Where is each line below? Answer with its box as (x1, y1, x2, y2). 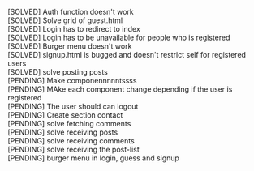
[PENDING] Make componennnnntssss (7, 76, 137, 85)
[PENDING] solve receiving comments (7, 136, 135, 145)
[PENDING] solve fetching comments (7, 119, 131, 128)
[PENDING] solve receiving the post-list (7, 145, 140, 154)
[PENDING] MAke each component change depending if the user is (7, 84, 233, 94)
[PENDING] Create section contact (7, 110, 123, 120)
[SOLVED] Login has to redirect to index (7, 24, 141, 33)
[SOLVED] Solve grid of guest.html (7, 15, 123, 25)
